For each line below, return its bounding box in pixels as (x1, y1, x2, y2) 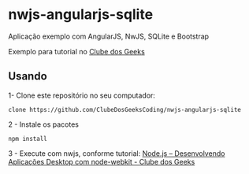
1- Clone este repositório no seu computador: (8, 91, 156, 100)
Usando (8, 69, 47, 83)
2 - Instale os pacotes (8, 120, 79, 129)
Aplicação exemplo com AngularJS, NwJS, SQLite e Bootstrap (8, 31, 210, 41)
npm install (8, 135, 47, 143)
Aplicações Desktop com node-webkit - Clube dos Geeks (8, 157, 195, 166)
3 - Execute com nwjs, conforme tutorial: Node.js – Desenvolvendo (8, 148, 225, 158)
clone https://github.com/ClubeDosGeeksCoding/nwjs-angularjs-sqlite (8, 106, 242, 113)
